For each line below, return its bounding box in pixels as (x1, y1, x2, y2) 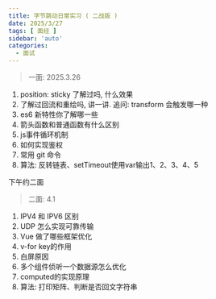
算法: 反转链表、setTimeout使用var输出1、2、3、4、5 (19, 160, 199, 169)
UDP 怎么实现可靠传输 (19, 222, 94, 230)
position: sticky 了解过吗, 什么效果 (19, 89, 133, 99)
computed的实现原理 (19, 272, 90, 281)
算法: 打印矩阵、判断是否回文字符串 (19, 282, 138, 291)
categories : (8, 42, 48, 50)
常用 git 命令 (19, 150, 62, 160)
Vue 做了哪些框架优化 (19, 231, 93, 241)
